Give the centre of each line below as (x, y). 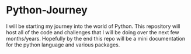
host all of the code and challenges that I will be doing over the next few (93, 32)
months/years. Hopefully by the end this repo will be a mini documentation (96, 38)
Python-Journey (47, 10)
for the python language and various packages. (63, 45)
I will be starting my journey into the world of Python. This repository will (93, 26)
